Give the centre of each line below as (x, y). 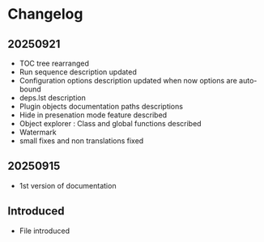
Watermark (38, 132)
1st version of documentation (68, 185)
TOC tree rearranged (54, 63)
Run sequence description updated (78, 72)
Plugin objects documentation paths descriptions (101, 106)
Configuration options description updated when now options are (128, 81)
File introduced (45, 231)
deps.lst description (52, 98)
